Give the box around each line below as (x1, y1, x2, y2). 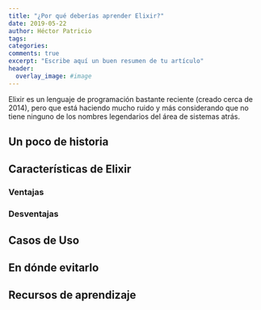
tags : (8, 34, 27, 43)
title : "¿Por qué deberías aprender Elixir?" (8, 11, 164, 20)
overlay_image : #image (15, 72, 92, 80)
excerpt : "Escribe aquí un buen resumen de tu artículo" (8, 57, 204, 66)
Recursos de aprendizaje (8, 288, 137, 302)
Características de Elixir (8, 163, 132, 176)
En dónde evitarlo (8, 261, 99, 275)
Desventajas (8, 208, 59, 219)
